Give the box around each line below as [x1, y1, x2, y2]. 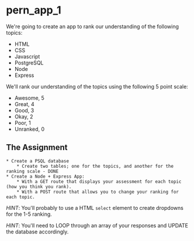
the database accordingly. [6, 228, 69, 235]
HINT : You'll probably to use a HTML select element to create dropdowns [6, 204, 184, 211]
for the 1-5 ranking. [6, 211, 53, 218]
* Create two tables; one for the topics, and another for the [16, 163, 174, 169]
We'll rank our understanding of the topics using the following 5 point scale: [6, 83, 188, 90]
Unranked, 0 [14, 125, 45, 133]
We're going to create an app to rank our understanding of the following [6, 23, 179, 30]
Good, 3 [14, 107, 34, 114]
